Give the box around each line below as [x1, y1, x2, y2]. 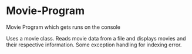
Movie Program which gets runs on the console [6, 23, 120, 31]
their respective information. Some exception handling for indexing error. [6, 41, 182, 48]
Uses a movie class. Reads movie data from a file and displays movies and [6, 35, 186, 42]
